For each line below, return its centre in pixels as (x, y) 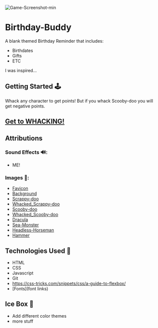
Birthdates (23, 50)
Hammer (21, 235)
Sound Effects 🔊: (26, 152)
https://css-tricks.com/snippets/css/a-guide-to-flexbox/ (69, 283)
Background (24, 193)
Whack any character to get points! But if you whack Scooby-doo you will (79, 101)
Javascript (23, 273)
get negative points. (25, 106)
